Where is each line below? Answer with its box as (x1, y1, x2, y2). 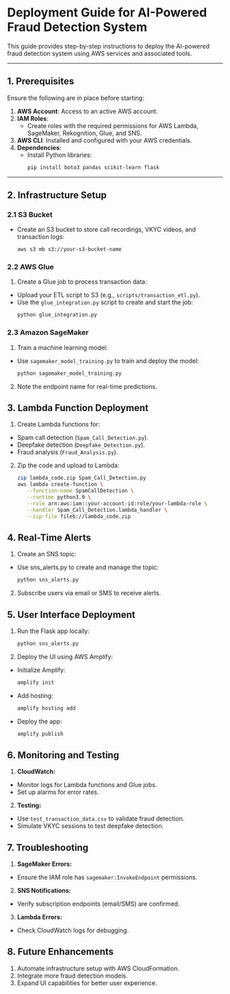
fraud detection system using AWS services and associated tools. (7, 49, 192, 58)
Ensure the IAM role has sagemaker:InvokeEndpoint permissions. (16, 873, 198, 882)
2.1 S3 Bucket (7, 210, 53, 219)
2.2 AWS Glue (7, 262, 55, 272)
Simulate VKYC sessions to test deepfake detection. (16, 822, 164, 830)
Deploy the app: (16, 717, 62, 725)
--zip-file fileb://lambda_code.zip (26, 512, 131, 520)
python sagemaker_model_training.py (16, 370, 122, 377)
